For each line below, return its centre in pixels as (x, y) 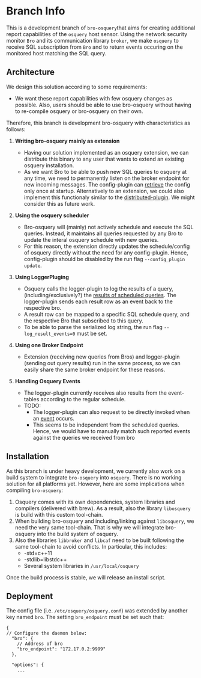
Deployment (30, 596)
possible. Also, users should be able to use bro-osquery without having (103, 105)
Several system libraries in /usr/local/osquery (81, 566)
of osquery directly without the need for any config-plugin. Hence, (106, 252)
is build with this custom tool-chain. (59, 514)
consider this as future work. (59, 203)
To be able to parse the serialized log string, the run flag (93, 327)
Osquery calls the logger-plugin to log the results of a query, (99, 288)
